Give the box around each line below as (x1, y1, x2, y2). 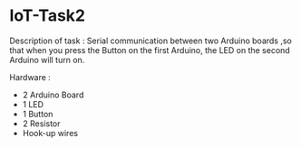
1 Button (22, 108, 53, 119)
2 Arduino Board (22, 89, 84, 100)
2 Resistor (22, 118, 61, 129)
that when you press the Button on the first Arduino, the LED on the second (9, 44, 290, 55)
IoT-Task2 (9, 5, 86, 26)
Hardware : (9, 71, 52, 82)
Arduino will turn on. (9, 54, 85, 65)
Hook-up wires (22, 127, 79, 138)
